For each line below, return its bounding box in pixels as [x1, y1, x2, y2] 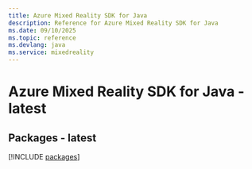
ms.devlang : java [8, 41, 66, 49]
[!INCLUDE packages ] [8, 152, 80, 161]
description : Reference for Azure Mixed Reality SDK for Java [8, 19, 219, 27]
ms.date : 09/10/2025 [8, 26, 77, 34]
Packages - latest [8, 131, 97, 144]
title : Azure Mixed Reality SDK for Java [8, 11, 148, 20]
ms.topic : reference [8, 33, 77, 42]
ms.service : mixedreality [8, 48, 94, 56]
